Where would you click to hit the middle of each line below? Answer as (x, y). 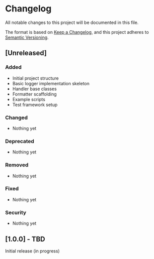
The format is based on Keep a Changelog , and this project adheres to (77, 32)
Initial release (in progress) (33, 251)
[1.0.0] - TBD (25, 239)
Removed (17, 165)
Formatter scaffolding (35, 94)
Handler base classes (35, 89)
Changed (17, 118)
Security (16, 212)
